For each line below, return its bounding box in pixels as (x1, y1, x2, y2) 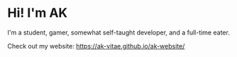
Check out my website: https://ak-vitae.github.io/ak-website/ (7, 42, 185, 50)
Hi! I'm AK (7, 5, 68, 21)
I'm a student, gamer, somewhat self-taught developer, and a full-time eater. (7, 28, 231, 37)
